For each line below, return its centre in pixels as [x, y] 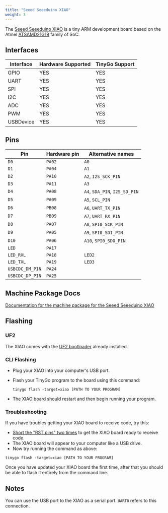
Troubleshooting [26, 412]
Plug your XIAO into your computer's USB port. [61, 370]
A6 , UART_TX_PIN [102, 208]
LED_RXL [17, 255]
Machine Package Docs [43, 293]
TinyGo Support [115, 65]
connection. [18, 506]
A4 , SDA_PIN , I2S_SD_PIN [111, 191]
